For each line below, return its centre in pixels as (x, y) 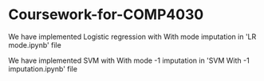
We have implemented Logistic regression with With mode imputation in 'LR (132, 37)
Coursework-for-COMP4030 (106, 15)
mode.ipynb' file (35, 44)
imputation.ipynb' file (43, 68)
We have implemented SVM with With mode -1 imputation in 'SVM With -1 (129, 60)
